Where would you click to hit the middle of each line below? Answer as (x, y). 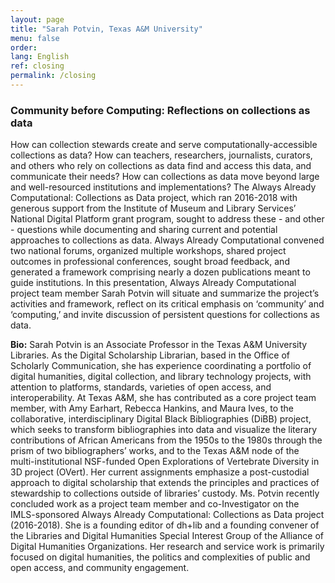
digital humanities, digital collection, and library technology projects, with (161, 377)
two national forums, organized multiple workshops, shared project (148, 251)
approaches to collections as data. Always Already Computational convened (167, 240)
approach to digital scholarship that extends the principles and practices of (165, 483)
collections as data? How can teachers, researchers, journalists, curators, (161, 155)
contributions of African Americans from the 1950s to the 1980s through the (166, 440)
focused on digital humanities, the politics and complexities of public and (160, 557)
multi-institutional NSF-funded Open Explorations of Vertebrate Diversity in (165, 462)
